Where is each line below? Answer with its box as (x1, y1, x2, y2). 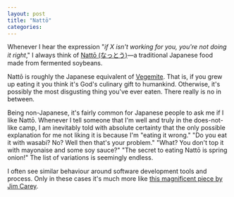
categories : (7, 23, 42, 30)
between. (7, 95, 35, 103)
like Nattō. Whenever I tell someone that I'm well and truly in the (7, 116, 192, 125)
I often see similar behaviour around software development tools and (7, 167, 207, 176)
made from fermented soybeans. (7, 59, 103, 68)
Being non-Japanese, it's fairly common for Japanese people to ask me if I (7, 108, 224, 117)
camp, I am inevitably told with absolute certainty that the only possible (18, 124, 226, 132)
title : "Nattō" (7, 17, 52, 24)
